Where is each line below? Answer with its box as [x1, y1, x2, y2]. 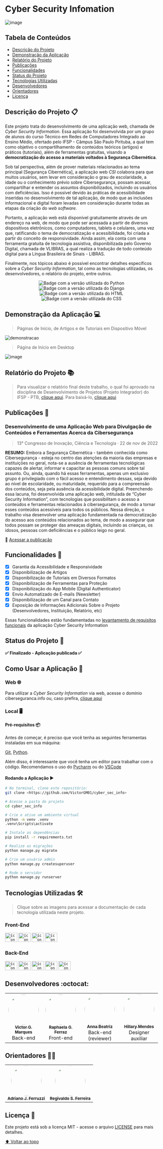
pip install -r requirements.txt [5, 835, 73, 840]
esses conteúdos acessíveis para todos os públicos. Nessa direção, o [5, 507, 145, 512]
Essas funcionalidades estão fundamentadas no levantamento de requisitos [5, 617, 156, 623]
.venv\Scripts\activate [5, 822, 53, 827]
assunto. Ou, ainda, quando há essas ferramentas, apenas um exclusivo [5, 470, 149, 476]
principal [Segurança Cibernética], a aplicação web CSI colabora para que [5, 169, 154, 175]
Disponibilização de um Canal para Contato [12, 597, 99, 603]
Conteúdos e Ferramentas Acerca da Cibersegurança [5, 429, 133, 436]
